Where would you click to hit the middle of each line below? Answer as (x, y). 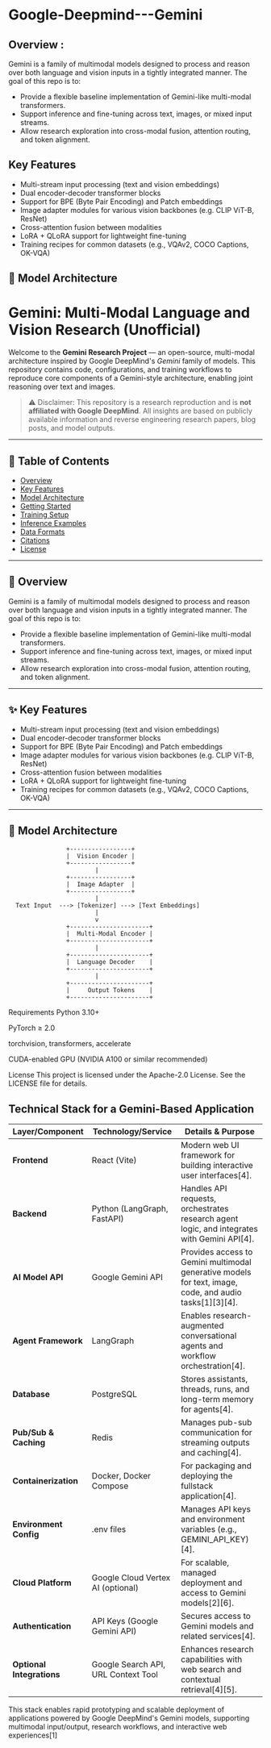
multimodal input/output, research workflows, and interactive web (118, 1727)
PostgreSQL (115, 1395)
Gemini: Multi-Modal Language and (129, 313)
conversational (208, 1336)
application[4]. (208, 1496)
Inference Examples (53, 523)
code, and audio (211, 1292)
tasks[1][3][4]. (209, 1303)
